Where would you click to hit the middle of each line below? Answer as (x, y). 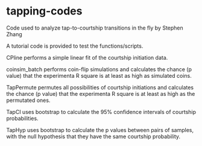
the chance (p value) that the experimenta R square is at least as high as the (101, 94)
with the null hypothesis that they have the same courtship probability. (93, 136)
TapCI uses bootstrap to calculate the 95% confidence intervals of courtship (101, 112)
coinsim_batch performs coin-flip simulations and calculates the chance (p (99, 69)
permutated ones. (28, 100)
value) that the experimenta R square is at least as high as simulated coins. (99, 75)
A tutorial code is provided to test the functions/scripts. (75, 46)
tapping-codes (44, 11)
